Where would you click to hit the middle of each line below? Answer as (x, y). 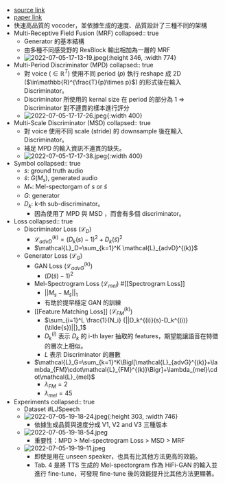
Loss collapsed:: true (43, 221)
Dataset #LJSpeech (52, 409)
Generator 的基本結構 (54, 41)
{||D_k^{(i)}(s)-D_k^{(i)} (155, 320)
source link (29, 10)
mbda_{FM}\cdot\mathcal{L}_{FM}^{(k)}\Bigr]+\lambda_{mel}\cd (126, 369)
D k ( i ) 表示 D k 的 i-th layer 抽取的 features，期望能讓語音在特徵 (131, 336)
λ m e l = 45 (58, 394)
